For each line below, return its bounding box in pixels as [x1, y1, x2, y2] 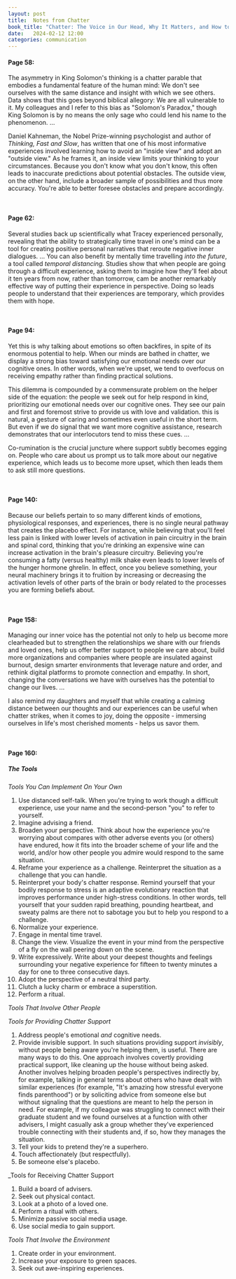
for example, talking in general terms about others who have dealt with [18, 1075, 223, 1084]
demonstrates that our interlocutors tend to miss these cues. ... [8, 429, 190, 438]
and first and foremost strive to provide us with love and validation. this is [8, 408, 219, 416]
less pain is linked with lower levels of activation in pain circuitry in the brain [8, 533, 227, 542]
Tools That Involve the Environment [8, 1236, 111, 1244]
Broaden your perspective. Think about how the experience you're [18, 826, 210, 834]
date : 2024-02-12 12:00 [8, 29, 83, 37]
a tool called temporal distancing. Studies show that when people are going [8, 259, 226, 267]
